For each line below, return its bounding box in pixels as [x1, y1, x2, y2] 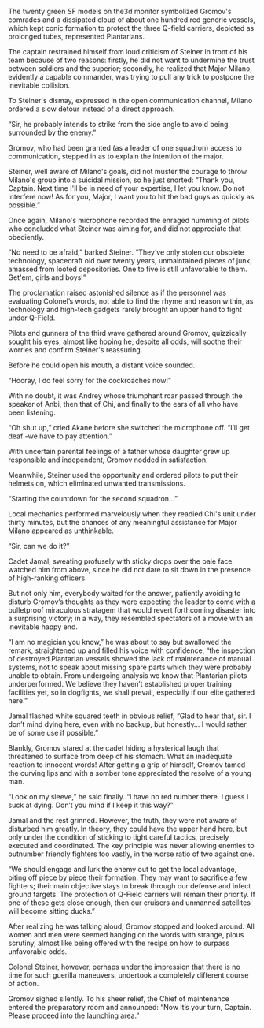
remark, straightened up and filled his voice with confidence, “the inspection [8, 646, 255, 655]
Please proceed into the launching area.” [8, 1011, 140, 1020]
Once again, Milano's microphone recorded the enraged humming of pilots [8, 216, 250, 225]
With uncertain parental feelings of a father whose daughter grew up [8, 447, 230, 456]
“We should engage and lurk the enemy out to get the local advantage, [8, 865, 237, 873]
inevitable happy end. [8, 622, 79, 631]
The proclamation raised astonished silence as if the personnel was [8, 288, 226, 297]
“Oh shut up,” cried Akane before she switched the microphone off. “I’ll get [8, 423, 250, 432]
